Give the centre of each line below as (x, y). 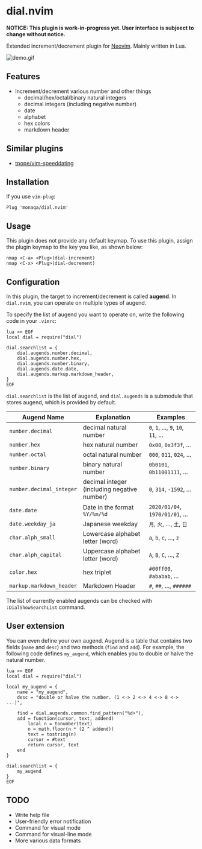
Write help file (32, 815)
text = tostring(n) (52, 734)
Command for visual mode (48, 827)
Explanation (113, 417)
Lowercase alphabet (112, 534)
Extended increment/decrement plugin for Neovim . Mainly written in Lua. (96, 46)
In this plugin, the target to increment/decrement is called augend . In (91, 296)
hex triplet (97, 572)
